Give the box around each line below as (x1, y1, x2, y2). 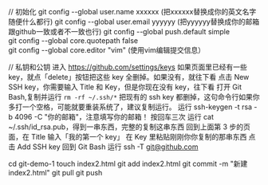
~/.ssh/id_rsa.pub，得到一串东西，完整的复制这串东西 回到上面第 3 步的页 (8, 122, 251, 132)
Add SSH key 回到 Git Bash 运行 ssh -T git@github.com (17, 142, 199, 152)
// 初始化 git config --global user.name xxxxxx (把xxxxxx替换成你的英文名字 (8, 7, 257, 16)
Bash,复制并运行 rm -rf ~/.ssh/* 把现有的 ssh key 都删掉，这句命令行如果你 (8, 92, 260, 101)
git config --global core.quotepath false (8, 36, 139, 45)
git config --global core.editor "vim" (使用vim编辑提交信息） (8, 45, 206, 54)
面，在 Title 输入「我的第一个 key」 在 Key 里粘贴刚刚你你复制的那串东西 (8, 132, 247, 141)
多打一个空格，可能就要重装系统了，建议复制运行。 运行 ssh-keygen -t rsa (8, 102, 253, 112)
